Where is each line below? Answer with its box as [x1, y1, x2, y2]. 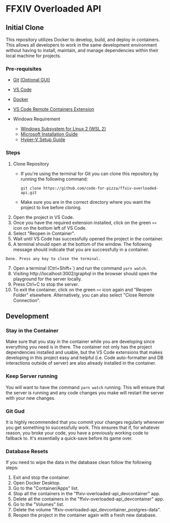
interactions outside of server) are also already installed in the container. [6, 360, 156, 366]
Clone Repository [13, 160, 49, 167]
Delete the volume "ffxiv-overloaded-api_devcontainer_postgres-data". [13, 507, 161, 513]
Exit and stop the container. [13, 474, 70, 481]
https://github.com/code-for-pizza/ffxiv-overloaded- [43, 186, 159, 191]
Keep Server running [6, 373, 58, 380]
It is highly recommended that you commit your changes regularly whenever [6, 419, 164, 425]
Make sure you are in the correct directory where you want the [20, 199, 151, 205]
